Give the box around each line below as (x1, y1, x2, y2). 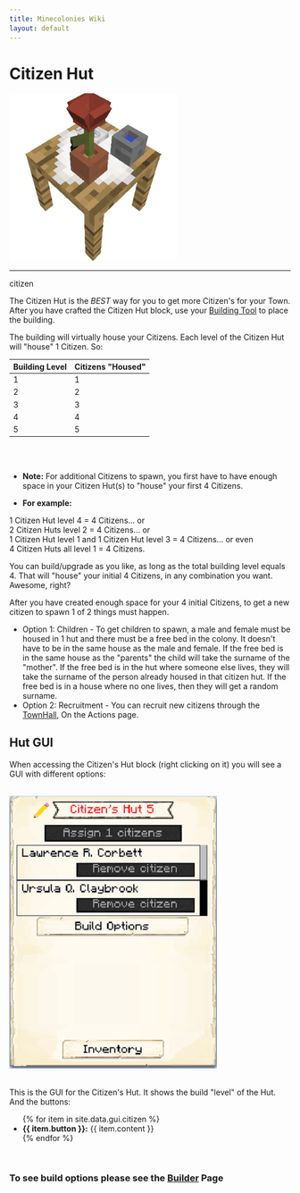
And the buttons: (9, 1096, 71, 1107)
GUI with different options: (9, 769, 106, 779)
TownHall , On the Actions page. (21, 709, 139, 719)
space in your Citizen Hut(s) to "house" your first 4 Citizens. (21, 480, 244, 491)
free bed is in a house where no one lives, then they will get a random (21, 680, 279, 692)
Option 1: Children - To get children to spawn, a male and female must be (21, 624, 291, 634)
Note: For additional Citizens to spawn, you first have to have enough (21, 470, 278, 482)
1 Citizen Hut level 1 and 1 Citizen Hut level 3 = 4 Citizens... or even (9, 533, 254, 544)
